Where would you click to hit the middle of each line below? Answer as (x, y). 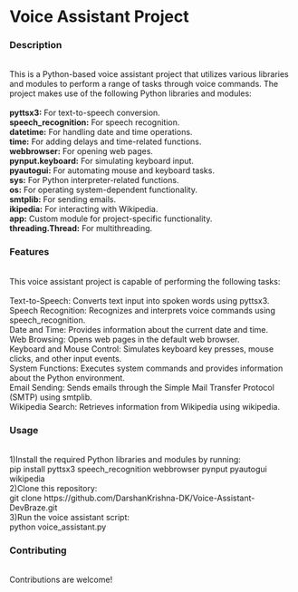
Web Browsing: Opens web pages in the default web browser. (125, 339)
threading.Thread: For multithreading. (81, 228)
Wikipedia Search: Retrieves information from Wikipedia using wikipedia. (145, 406)
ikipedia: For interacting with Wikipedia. (84, 209)
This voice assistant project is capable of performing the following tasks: (145, 281)
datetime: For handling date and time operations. (101, 132)
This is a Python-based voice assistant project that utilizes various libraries (149, 74)
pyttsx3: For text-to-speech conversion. (85, 113)
